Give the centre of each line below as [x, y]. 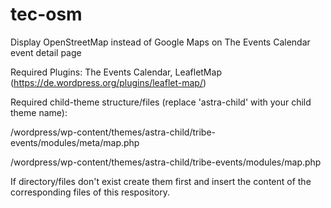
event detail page [46, 52]
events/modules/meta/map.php [75, 142]
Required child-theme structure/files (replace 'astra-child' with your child [161, 102]
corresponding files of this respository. [90, 192]
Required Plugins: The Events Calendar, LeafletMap [116, 72]
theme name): [39, 112]
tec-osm [46, 14]
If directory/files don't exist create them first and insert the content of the [161, 181]
